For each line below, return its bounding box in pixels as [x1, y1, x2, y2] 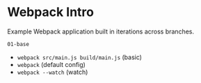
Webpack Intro [7, 4, 94, 20]
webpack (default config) [17, 60, 86, 68]
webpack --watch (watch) [17, 68, 88, 76]
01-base [7, 40, 30, 47]
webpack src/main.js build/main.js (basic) [17, 53, 143, 61]
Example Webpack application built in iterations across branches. [7, 27, 195, 36]
